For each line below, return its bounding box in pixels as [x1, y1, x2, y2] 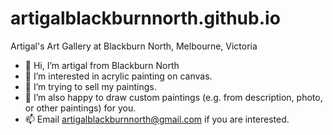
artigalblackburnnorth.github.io [10, 7, 281, 30]
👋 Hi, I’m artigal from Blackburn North [24, 59, 180, 71]
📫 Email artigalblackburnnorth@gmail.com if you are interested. [24, 113, 290, 125]
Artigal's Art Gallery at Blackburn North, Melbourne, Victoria [10, 40, 258, 52]
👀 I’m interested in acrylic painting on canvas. [24, 70, 213, 82]
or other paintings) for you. [24, 102, 137, 114]
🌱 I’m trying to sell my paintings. [24, 80, 157, 92]
